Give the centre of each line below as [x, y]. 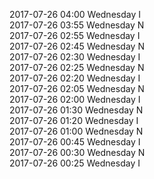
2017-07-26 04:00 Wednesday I [75, 14]
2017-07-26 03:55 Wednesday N [77, 25]
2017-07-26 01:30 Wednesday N [76, 110]
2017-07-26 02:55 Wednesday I [75, 35]
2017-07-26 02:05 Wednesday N [77, 88]
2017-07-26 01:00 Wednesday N [76, 131]
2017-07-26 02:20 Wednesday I [75, 78]
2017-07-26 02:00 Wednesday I [75, 99]
